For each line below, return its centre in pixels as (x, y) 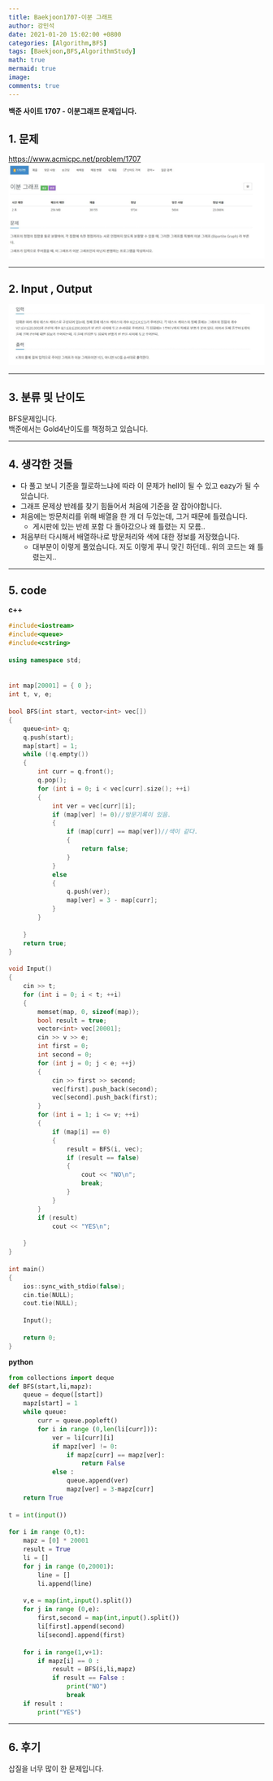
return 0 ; (40, 1338)
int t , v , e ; (30, 695)
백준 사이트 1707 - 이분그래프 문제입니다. (73, 111)
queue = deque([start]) (63, 1395)
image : (19, 77)
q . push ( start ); (49, 737)
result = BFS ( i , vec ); (105, 1149)
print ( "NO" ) (87, 1687)
